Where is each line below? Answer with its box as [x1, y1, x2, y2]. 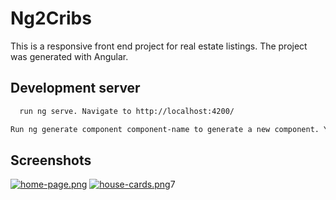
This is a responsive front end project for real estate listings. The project [10, 40, 308, 52]
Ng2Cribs [10, 7, 92, 30]
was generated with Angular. [10, 50, 129, 62]
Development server [10, 80, 141, 97]
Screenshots [10, 152, 92, 169]
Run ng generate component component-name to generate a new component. [10, 124, 320, 134]
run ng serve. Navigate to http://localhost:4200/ [19, 106, 235, 116]
